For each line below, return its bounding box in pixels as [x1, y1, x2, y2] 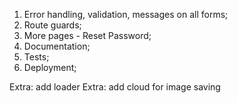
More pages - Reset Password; [23, 30, 152, 41]
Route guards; [23, 19, 82, 31]
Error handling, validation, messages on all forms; [23, 9, 229, 20]
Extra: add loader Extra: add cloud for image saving [9, 81, 221, 93]
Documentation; [23, 40, 91, 52]
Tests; [23, 51, 50, 63]
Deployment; [23, 62, 77, 73]
